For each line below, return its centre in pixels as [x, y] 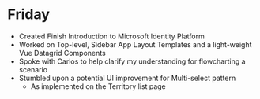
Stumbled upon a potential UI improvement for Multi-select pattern [127, 78]
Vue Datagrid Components [62, 53]
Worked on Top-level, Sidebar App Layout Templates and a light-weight [135, 44]
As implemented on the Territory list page [98, 86]
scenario [33, 69]
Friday [29, 15]
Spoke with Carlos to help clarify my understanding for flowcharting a [132, 61]
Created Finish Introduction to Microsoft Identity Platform [111, 36]
